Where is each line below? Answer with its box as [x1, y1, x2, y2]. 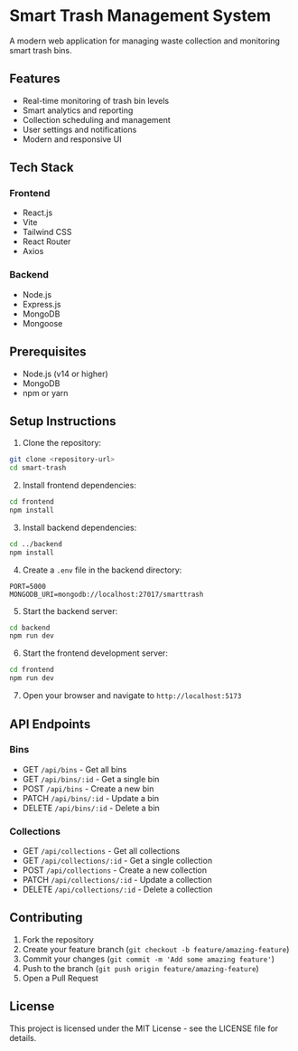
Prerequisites [9, 345, 87, 360]
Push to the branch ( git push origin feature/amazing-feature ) [22, 962, 259, 973]
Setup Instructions [9, 413, 116, 429]
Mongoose [22, 317, 63, 328]
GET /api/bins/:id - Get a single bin [22, 773, 160, 784]
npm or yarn [22, 387, 69, 398]
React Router [22, 236, 71, 247]
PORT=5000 [9, 582, 47, 591]
